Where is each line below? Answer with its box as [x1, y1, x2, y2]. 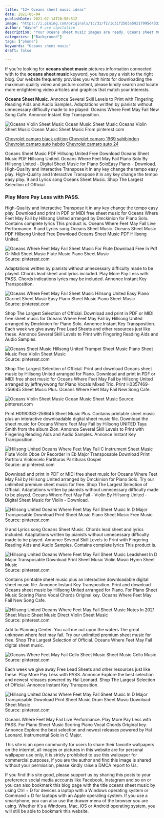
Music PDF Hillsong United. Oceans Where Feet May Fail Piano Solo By [5, 155, 148, 161]
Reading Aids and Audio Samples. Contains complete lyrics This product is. [5, 542, 157, 548]
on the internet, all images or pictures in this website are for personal [5, 747, 143, 752]
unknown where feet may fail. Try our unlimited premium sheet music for [5, 632, 151, 638]
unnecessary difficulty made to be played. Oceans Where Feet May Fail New [5, 106, 159, 112]
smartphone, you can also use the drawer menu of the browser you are [5, 797, 148, 803]
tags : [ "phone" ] [5, 39, 38, 44]
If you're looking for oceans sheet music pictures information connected [5, 66, 152, 71]
